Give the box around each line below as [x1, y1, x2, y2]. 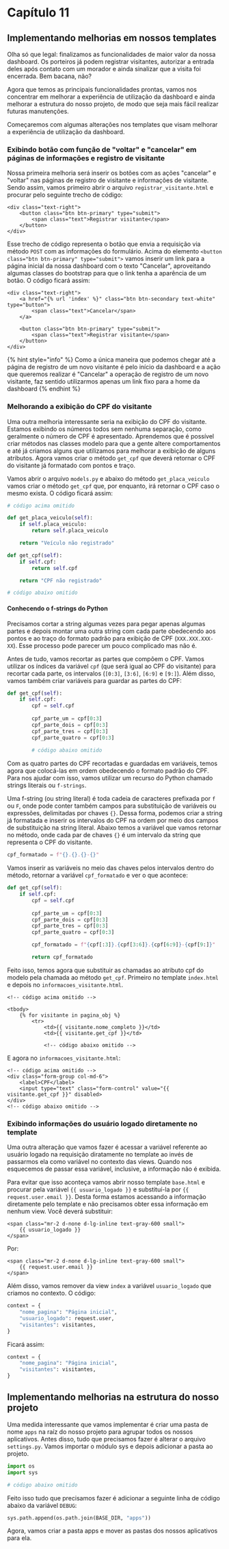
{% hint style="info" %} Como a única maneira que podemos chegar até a [7, 356, 216, 364]
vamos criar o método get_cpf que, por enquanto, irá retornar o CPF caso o [7, 482, 220, 490]
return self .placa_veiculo [31, 528, 109, 534]
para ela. [7, 1534, 32, 1542]
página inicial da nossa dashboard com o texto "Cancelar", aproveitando [7, 262, 211, 270]
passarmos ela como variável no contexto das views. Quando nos [7, 1158, 193, 1166]
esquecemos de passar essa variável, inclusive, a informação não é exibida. [7, 1165, 221, 1173]
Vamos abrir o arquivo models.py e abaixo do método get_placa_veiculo [7, 474, 210, 482]
